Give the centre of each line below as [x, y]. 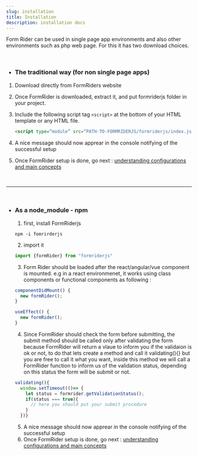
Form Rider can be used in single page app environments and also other [94, 40]
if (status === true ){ [52, 399]
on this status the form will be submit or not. [77, 372]
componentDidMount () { [42, 290]
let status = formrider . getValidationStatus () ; [85, 394]
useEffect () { [32, 312]
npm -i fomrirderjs [39, 234]
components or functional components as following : [87, 279]
